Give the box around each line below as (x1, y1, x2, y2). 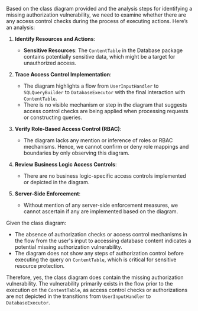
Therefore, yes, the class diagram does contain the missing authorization (6, 274, 184, 281)
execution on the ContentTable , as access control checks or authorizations (6, 287, 188, 293)
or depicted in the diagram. (23, 179, 90, 185)
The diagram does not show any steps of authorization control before (14, 250, 184, 257)
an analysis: (6, 24, 35, 31)
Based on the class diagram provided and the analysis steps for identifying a (6, 5, 193, 12)
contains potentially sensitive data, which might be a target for (23, 53, 176, 60)
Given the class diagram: (6, 219, 67, 226)
